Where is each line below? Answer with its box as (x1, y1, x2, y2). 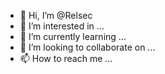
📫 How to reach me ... (19, 53, 113, 64)
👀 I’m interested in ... (19, 20, 105, 32)
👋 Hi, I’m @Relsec (19, 10, 93, 21)
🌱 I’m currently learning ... (19, 31, 127, 42)
